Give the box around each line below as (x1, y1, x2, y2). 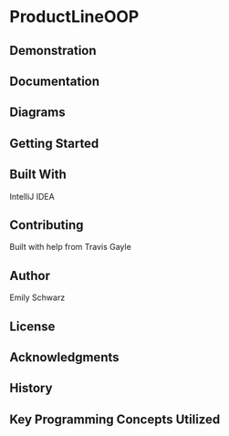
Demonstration (9, 43, 98, 58)
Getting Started (9, 135, 99, 151)
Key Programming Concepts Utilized (9, 411, 221, 427)
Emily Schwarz (9, 292, 66, 303)
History (9, 380, 53, 396)
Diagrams (9, 105, 66, 120)
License (9, 318, 56, 334)
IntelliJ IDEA (9, 191, 55, 202)
